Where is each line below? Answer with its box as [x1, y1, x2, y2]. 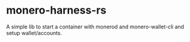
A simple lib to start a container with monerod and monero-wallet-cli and [6, 23, 185, 30]
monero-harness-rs [6, 4, 107, 17]
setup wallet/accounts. [6, 29, 63, 36]
